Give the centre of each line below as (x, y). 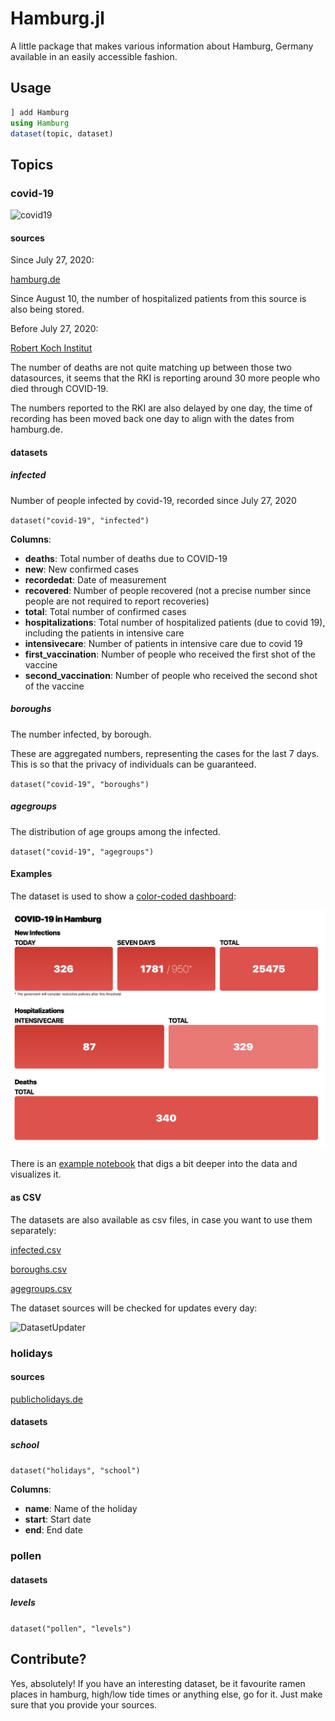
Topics (32, 164)
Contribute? (48, 1659)
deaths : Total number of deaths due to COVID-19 (126, 558)
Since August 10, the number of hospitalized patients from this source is (158, 299)
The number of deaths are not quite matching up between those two (151, 368)
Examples (31, 874)
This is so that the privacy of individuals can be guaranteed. (133, 764)
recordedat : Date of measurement (95, 579)
